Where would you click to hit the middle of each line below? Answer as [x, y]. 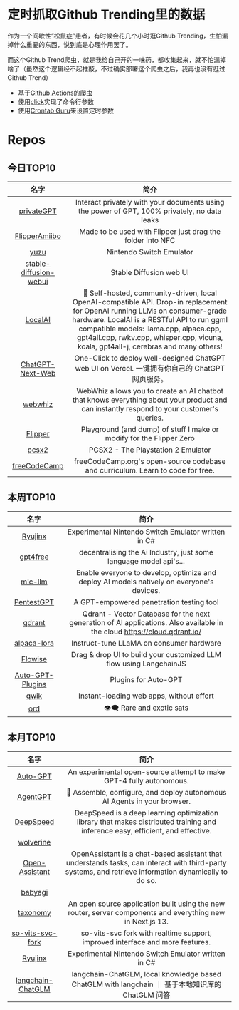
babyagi [34, 892]
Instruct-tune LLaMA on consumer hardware [146, 643]
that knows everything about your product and [150, 400]
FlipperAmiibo [38, 236]
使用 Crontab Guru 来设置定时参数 [66, 110]
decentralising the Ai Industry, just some [146, 552]
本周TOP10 [32, 497]
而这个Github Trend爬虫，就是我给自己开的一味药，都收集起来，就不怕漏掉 [117, 60]
